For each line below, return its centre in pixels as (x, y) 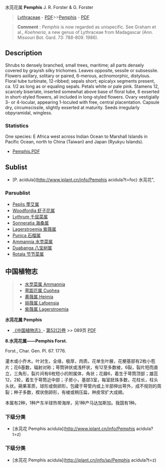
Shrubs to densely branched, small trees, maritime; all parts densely (75, 65)
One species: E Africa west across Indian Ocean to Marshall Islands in (76, 136)
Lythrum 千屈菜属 (30, 217)
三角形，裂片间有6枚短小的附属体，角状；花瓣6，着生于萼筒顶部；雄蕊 (86, 374)
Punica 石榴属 (27, 235)
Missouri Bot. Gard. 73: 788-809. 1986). (58, 37)
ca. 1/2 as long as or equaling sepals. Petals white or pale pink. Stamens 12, (82, 86)
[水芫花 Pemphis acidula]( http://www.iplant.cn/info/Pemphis (74, 429)
